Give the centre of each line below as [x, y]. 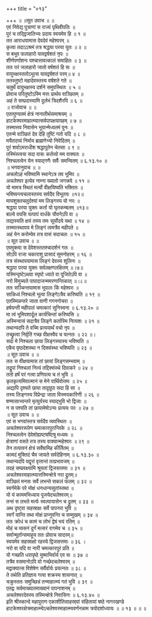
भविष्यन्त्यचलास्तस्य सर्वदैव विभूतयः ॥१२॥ [45, 194]
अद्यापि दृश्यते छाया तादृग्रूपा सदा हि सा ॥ [43, 388]
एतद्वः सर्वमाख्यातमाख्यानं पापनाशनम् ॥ [41, 588]
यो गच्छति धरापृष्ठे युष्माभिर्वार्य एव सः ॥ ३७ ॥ [47, 555]
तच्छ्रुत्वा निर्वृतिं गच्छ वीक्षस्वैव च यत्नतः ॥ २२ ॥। [51, 334]
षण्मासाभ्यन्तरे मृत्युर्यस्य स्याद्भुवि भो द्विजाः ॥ [46, 401]
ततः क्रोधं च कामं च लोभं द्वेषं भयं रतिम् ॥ [43, 521]
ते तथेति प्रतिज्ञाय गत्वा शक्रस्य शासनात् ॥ [44, 575]
